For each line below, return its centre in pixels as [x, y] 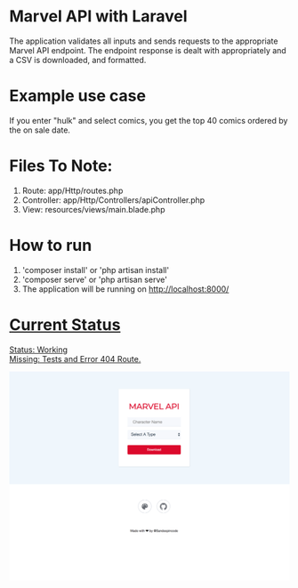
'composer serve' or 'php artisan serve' [94, 279]
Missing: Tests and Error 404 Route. [75, 358]
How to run [51, 246]
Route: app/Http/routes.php [72, 190]
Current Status [65, 324]
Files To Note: [61, 166]
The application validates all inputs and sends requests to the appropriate [144, 41]
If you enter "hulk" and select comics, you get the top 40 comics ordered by [149, 120]
